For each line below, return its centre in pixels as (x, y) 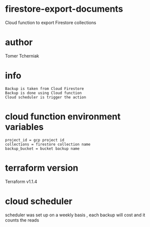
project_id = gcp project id (35, 140)
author (19, 42)
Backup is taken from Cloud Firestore (44, 89)
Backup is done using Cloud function (43, 93)
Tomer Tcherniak (22, 56)
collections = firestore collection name (48, 144)
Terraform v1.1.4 (21, 182)
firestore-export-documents (64, 9)
